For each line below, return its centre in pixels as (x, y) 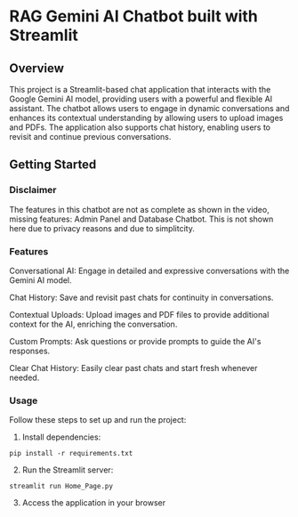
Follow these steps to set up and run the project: (98, 420)
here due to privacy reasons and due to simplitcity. (102, 228)
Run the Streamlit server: (68, 470)
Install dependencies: (61, 437)
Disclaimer (33, 190)
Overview (37, 68)
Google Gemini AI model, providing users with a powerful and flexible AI (141, 99)
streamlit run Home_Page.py (61, 487)
